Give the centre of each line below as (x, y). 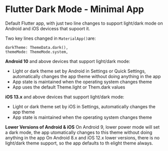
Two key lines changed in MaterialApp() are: (51, 38)
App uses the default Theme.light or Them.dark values (69, 87)
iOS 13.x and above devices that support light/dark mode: (65, 97)
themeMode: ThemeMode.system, (37, 52)
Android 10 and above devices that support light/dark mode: (68, 61)
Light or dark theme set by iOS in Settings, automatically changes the (84, 106)
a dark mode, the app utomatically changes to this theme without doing (79, 132)
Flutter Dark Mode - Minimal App (75, 9)
